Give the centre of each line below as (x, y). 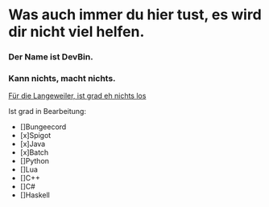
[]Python (35, 161)
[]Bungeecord (43, 127)
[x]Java (33, 144)
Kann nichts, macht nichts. (62, 79)
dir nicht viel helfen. (77, 32)
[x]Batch (34, 152)
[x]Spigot (35, 136)
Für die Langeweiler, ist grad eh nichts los (77, 96)
